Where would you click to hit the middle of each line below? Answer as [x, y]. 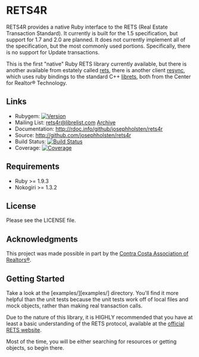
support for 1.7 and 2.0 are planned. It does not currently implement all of [96, 39]
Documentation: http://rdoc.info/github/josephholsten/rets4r [89, 128]
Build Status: [30, 141]
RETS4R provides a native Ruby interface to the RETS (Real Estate [87, 27]
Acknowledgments [42, 239]
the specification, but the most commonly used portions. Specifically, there [98, 46]
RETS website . [24, 330]
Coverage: [27, 147]
